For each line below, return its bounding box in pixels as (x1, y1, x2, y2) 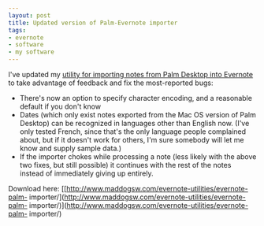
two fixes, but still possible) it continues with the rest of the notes (19, 161, 232, 169)
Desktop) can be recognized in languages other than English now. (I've (19, 119, 250, 128)
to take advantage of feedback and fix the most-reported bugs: (8, 78, 214, 87)
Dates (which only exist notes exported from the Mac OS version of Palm (19, 110, 256, 119)
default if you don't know (19, 102, 101, 111)
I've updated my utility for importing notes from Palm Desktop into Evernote (8, 70, 254, 79)
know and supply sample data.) (19, 143, 122, 153)
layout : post (8, 11, 51, 20)
